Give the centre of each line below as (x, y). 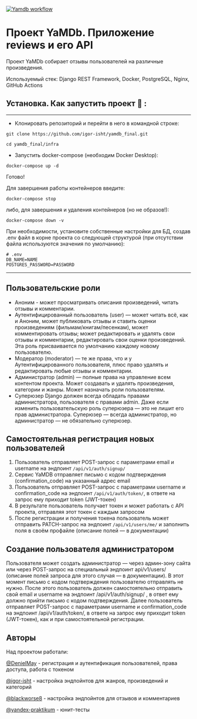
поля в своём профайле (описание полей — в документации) (91, 531)
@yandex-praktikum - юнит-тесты (48, 710)
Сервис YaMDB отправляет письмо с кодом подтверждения (90, 475)
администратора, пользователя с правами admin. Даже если (91, 402)
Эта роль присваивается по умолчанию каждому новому (87, 346)
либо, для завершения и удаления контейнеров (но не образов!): (88, 209)
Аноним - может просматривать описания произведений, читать (96, 302)
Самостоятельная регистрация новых (80, 439)
